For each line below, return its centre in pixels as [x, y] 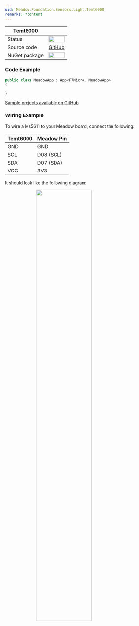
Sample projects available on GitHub [42, 103]
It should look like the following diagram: [46, 183]
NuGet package [26, 55]
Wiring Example [25, 115]
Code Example [23, 70]
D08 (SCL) [50, 154]
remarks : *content [24, 14]
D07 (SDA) [50, 163]
